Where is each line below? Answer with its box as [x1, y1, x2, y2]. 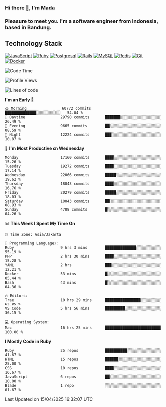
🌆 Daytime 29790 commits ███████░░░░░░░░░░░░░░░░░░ [5, 114, 161, 120]
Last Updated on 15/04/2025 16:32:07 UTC [5, 396, 93, 402]
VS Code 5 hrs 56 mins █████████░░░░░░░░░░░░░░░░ [5, 306, 161, 311]
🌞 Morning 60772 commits [5, 106, 91, 111]
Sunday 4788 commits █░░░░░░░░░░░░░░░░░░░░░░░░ [5, 207, 161, 212]
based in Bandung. [5, 24, 52, 31]
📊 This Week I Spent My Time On [5, 220, 75, 226]
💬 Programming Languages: [5, 241, 58, 246]
